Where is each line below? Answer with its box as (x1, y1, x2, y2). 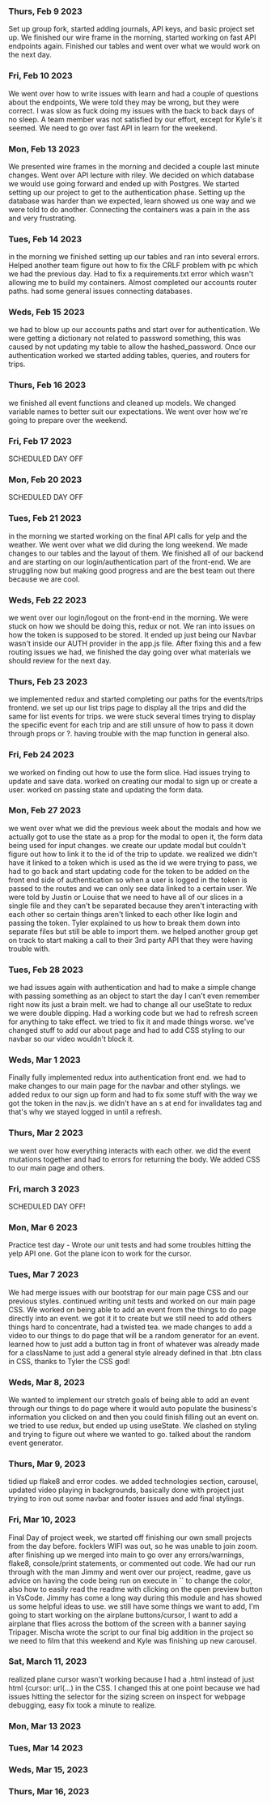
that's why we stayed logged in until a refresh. (8, 1107, 163, 1117)
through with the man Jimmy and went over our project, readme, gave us (8, 1567, 252, 1576)
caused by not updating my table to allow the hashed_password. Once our (8, 342, 256, 352)
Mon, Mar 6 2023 (8, 1222, 78, 1233)
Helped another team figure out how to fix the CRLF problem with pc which (8, 261, 259, 271)
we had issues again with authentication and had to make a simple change (8, 983, 256, 992)
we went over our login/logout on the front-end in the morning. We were (8, 612, 249, 622)
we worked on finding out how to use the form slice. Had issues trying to (8, 767, 251, 777)
